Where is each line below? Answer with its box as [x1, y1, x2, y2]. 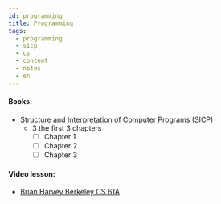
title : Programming [8, 19, 74, 27]
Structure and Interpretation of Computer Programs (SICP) [19, 114, 214, 124]
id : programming [8, 11, 63, 20]
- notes [15, 65, 42, 73]
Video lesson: [8, 169, 56, 178]
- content [15, 57, 48, 65]
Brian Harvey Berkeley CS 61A [19, 187, 121, 197]
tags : [8, 27, 27, 35]
